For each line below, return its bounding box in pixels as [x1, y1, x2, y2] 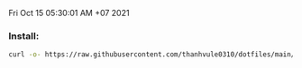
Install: [8, 30, 40, 42]
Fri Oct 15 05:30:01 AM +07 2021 [8, 8, 130, 18]
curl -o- [8, 50, 41, 59]
